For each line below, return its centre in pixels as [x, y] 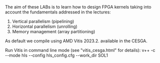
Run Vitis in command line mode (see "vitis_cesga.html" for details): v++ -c [80, 50]
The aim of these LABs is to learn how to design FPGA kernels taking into [78, 7]
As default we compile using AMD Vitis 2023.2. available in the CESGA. [76, 41]
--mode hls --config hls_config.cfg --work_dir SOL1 [57, 55]
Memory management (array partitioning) [53, 31]
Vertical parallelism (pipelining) [43, 21]
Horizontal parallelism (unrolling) [45, 26]
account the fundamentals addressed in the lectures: [58, 12]
